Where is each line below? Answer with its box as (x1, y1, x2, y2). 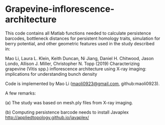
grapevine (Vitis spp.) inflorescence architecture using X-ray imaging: (5, 65, 147, 72)
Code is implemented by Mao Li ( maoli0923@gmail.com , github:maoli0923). (5, 80, 160, 87)
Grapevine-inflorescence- (5, 3, 115, 15)
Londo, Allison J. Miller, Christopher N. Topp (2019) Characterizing (5, 61, 140, 66)
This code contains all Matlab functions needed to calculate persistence (5, 30, 151, 36)
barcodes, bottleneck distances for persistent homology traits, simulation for (5, 35, 161, 41)
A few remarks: (5, 90, 36, 96)
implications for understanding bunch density (5, 71, 98, 77)
